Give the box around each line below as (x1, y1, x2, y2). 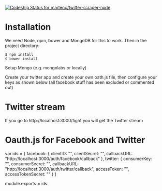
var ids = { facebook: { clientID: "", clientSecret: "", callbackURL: (5, 150, 133, 156)
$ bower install (5, 56, 38, 61)
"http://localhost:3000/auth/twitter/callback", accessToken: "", (5, 166, 129, 172)
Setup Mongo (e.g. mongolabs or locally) (5, 64, 87, 70)
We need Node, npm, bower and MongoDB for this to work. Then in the (5, 37, 147, 43)
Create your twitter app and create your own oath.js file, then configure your (5, 74, 157, 80)
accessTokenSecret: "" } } (5, 171, 57, 177)
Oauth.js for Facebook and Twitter (5, 135, 145, 145)
